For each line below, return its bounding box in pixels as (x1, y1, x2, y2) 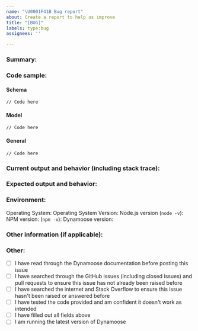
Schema (6, 86, 27, 93)
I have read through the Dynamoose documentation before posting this (14, 259, 189, 266)
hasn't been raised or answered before (14, 293, 110, 300)
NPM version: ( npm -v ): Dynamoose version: (6, 216, 114, 223)
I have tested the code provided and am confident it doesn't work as (14, 298, 182, 306)
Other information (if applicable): (6, 230, 103, 239)
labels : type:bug (6, 25, 49, 31)
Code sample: (6, 71, 47, 79)
